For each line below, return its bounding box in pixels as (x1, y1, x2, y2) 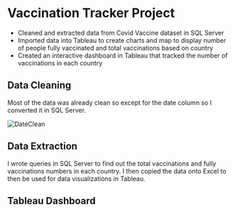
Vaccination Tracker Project (7, 5, 175, 21)
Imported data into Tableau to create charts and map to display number (17, 36, 226, 44)
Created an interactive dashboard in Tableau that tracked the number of (17, 51, 229, 60)
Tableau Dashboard (7, 194, 96, 207)
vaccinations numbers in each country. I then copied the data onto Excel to (7, 166, 226, 175)
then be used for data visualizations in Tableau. (7, 174, 146, 183)
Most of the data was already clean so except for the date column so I (7, 98, 212, 107)
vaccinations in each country (17, 58, 103, 67)
